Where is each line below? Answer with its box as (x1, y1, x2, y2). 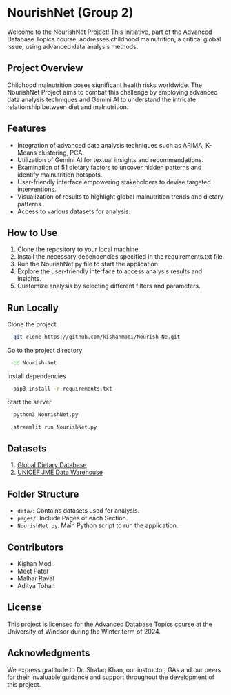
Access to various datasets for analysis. (17, 207, 131, 215)
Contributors (7, 541, 64, 553)
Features (7, 123, 46, 135)
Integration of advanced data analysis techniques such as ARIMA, (17, 141, 205, 149)
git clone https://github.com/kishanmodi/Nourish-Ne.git (13, 333, 181, 341)
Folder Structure (7, 488, 79, 500)
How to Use (7, 226, 58, 239)
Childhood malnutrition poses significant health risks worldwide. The (7, 81, 202, 89)
